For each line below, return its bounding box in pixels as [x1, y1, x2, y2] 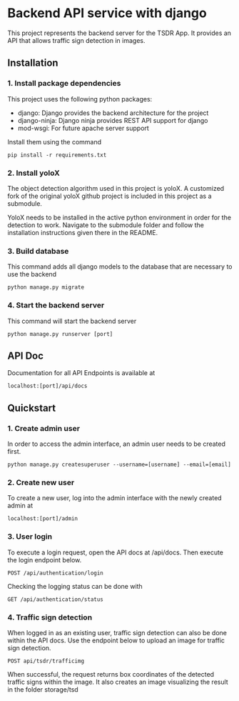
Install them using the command [7, 137, 102, 146]
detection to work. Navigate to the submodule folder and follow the [7, 220, 205, 229]
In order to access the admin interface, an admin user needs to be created [7, 439, 226, 448]
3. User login [7, 532, 52, 542]
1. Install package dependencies [7, 79, 121, 89]
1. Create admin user [7, 423, 81, 433]
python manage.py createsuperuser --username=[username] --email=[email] [7, 461, 232, 469]
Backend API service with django [7, 5, 207, 21]
